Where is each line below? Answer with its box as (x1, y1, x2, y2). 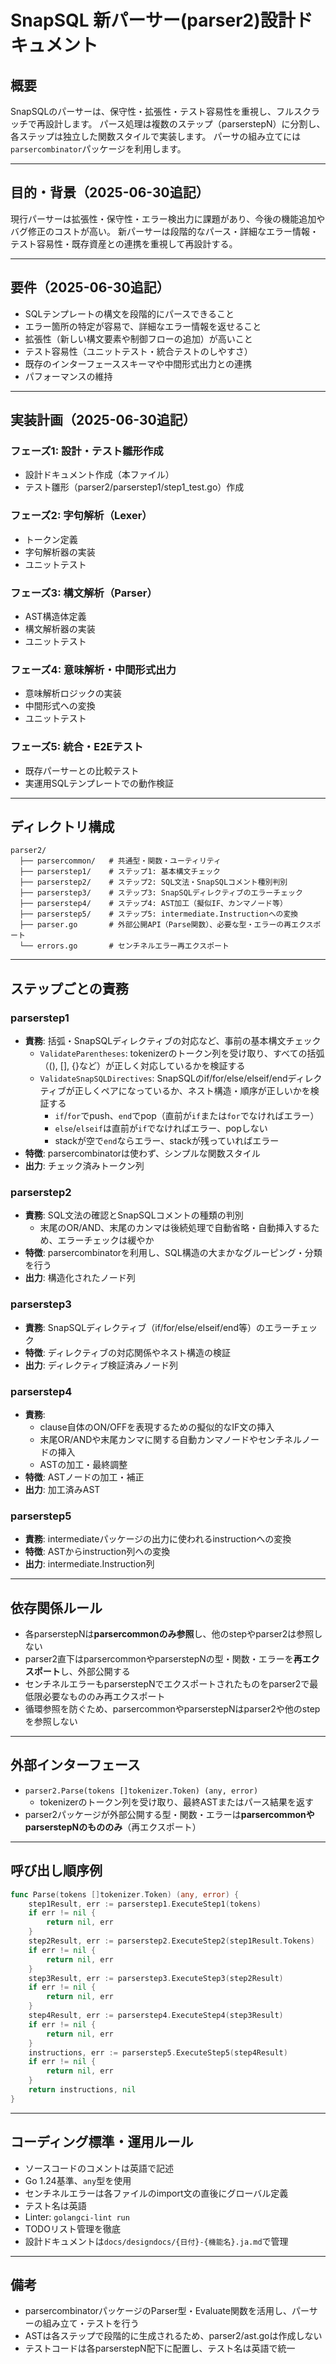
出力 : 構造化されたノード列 (24, 1272, 136, 1284)
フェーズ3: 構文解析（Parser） (10, 586, 158, 600)
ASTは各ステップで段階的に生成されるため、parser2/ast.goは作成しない (24, 2330, 323, 2342)
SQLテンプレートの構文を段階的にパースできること (24, 307, 235, 320)
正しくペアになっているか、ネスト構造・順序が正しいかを (74, 1085, 311, 1096)
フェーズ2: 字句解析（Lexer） (10, 509, 153, 523)
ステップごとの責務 (10, 980, 129, 997)
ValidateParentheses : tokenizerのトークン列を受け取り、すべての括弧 (39, 1047, 325, 1059)
